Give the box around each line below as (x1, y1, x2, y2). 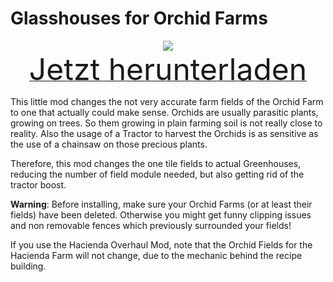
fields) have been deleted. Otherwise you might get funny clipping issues (10, 208, 312, 221)
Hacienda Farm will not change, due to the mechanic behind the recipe (10, 249, 303, 261)
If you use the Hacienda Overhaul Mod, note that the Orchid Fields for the (10, 238, 313, 251)
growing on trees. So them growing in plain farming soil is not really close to (10, 117, 323, 129)
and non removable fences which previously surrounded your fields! (10, 219, 292, 231)
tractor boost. (10, 178, 67, 191)
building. (10, 260, 47, 272)
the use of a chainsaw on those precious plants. (10, 138, 208, 150)
